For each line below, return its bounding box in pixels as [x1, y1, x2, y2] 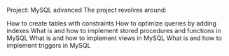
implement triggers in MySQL [6, 41, 92, 49]
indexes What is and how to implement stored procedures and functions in [6, 27, 221, 35]
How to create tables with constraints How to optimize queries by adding [6, 19, 216, 27]
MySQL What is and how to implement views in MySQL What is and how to [6, 34, 222, 42]
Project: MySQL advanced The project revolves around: [6, 6, 167, 14]
